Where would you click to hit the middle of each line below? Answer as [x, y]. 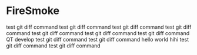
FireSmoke [33, 11]
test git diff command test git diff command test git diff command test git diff [99, 27]
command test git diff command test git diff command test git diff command [98, 33]
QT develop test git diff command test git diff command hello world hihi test [98, 39]
